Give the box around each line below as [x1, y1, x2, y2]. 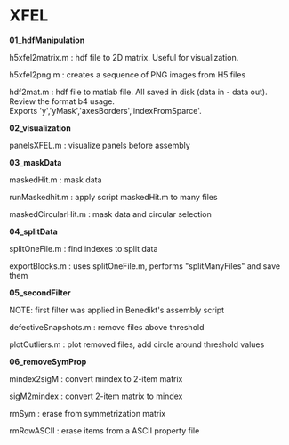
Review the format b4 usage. [9, 95, 116, 107]
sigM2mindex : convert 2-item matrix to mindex [9, 391, 183, 401]
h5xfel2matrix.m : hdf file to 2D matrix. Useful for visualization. [9, 52, 239, 62]
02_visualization [9, 122, 71, 133]
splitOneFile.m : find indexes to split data [9, 243, 158, 254]
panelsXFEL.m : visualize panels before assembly [9, 140, 191, 150]
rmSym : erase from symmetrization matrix [9, 408, 166, 418]
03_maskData [9, 157, 62, 167]
